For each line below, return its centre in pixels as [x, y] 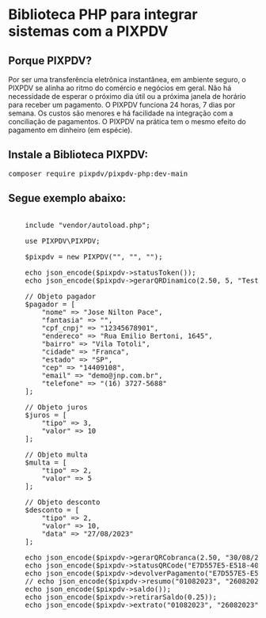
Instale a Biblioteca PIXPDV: [78, 155]
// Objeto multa [57, 454]
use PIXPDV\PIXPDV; [63, 241]
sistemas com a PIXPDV [88, 31]
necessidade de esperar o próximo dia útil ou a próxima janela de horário [127, 96]
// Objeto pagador [61, 296]
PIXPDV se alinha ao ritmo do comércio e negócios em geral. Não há [120, 88]
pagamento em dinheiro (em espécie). [70, 130]
